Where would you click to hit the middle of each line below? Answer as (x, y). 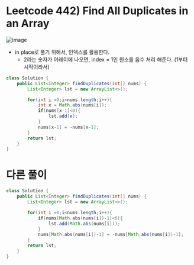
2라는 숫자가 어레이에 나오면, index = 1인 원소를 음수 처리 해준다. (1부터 (106, 59)
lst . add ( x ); (63, 117)
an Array (28, 23)
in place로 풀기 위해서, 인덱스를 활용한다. (62, 52)
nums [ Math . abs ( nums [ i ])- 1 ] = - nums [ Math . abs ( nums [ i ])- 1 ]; (111, 235)
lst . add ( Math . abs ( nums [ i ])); (84, 224)
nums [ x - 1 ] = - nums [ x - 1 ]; (68, 127)
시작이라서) (37, 67)
